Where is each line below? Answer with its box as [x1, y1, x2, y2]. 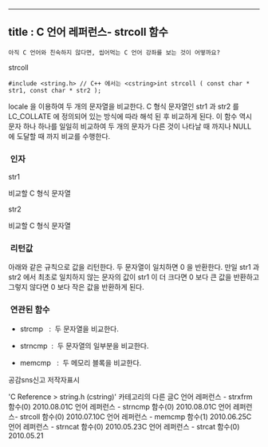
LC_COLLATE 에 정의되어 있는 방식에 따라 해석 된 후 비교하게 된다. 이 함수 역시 [8, 111, 253, 121]
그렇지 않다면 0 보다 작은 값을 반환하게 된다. [8, 283, 145, 292]
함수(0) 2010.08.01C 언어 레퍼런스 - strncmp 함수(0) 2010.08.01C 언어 [8, 402, 231, 411]
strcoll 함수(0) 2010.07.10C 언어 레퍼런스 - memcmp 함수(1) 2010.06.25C [19, 412, 252, 421]
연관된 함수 [10, 304, 50, 315]
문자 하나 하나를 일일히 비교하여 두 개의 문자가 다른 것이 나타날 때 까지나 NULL [8, 121, 252, 131]
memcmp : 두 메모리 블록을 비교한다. [19, 358, 142, 367]
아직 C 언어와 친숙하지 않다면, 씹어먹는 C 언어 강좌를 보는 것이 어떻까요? [8, 49, 221, 57]
